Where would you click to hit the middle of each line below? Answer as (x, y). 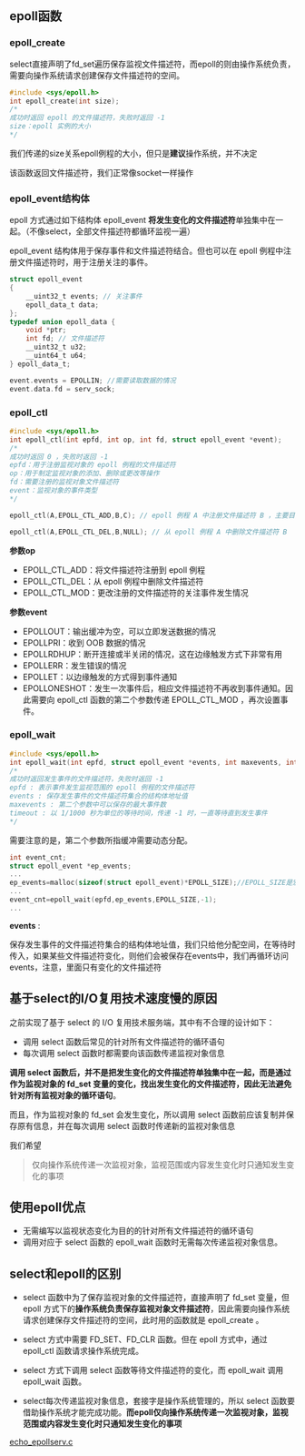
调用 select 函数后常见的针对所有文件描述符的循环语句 (123, 1042)
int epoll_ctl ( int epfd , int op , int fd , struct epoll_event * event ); (146, 440)
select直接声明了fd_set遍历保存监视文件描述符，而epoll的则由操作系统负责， (152, 64)
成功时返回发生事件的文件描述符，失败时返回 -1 (87, 779)
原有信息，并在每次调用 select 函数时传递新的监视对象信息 (126, 1125)
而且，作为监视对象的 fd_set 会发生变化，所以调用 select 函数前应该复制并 (148, 1115)
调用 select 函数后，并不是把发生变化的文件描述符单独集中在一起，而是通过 (151, 1072)
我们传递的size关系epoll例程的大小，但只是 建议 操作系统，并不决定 (133, 153)
